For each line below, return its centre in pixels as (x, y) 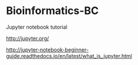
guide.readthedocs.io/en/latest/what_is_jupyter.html (69, 56)
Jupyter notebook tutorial (37, 27)
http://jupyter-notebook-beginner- (48, 49)
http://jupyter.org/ (28, 38)
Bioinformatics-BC (52, 11)
